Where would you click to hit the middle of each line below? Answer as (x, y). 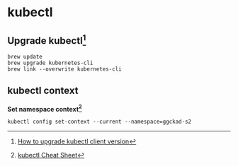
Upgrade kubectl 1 (47, 40)
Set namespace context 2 (45, 108)
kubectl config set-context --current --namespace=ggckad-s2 (100, 122)
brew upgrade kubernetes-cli (50, 63)
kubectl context (43, 91)
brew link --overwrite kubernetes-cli (64, 69)
